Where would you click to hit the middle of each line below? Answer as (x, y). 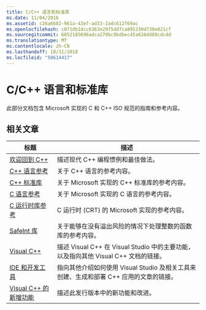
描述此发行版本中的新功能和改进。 (106, 293)
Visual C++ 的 (29, 289)
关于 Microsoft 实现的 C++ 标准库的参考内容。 (124, 183)
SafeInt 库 (24, 231)
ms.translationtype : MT (37, 40)
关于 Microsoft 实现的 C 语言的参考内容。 (116, 194)
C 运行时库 (25, 206)
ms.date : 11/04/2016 (33, 18)
